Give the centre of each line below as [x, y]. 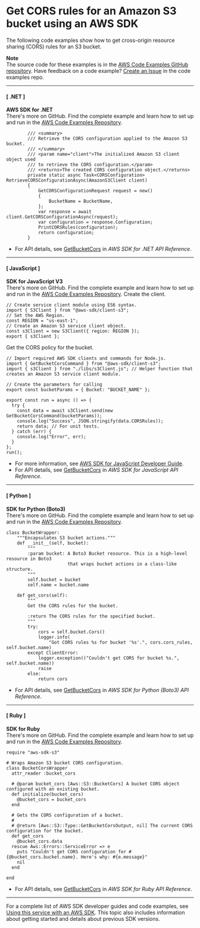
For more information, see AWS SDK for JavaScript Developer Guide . [99, 463]
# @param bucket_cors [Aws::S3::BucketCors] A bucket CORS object [96, 783]
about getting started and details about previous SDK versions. [83, 918]
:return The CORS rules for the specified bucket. [92, 616]
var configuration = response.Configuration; [95, 222]
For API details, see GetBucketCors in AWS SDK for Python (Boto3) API [102, 690]
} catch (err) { [32, 432]
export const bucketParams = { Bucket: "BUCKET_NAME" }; [78, 390]
